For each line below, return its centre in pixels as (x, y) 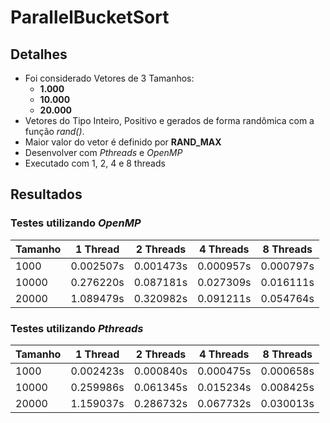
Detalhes (39, 54)
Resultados (46, 194)
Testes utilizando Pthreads (77, 328)
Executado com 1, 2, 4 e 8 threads (95, 163)
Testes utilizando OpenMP (76, 223)
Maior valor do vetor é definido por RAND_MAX (123, 142)
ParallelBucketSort (90, 17)
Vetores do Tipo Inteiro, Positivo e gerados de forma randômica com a (169, 120)
